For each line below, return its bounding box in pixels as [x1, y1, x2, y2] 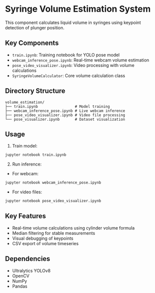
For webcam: [12, 171, 39, 177]
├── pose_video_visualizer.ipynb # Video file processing [5, 112, 125, 118]
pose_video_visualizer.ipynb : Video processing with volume [12, 62, 135, 68]
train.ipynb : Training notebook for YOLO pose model [12, 52, 120, 58]
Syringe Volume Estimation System [5, 3, 151, 15]
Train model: [12, 143, 38, 149]
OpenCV [12, 272, 30, 279]
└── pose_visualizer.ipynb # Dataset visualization [5, 117, 125, 122]
